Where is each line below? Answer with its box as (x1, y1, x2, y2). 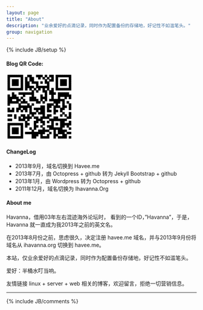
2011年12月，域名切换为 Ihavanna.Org (14, 185, 109, 192)
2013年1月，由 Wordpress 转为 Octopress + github (14, 177, 141, 184)
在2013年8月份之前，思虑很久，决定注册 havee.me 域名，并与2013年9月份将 (6, 233, 196, 241)
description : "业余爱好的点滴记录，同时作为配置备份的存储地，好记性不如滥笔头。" (6, 22, 191, 28)
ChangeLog (6, 148, 36, 155)
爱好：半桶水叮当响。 (6, 266, 59, 274)
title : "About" (6, 16, 45, 22)
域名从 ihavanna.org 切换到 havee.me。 (6, 241, 105, 248)
